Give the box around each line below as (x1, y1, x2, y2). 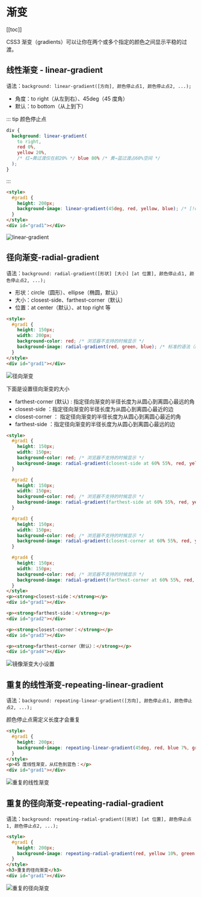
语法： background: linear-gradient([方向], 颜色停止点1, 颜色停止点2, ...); (6, 82, 192, 89)
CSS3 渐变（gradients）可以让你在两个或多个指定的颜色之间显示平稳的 (6, 38, 182, 45)
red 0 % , (17, 144, 36, 151)
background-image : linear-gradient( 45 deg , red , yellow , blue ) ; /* (17, 206, 187, 212)
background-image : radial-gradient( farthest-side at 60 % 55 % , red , (17, 499, 189, 506)
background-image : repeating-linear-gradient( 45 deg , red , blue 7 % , (17, 745, 189, 751)
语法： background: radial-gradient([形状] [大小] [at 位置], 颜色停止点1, (6, 269, 188, 277)
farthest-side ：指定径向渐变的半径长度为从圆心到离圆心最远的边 (14, 420, 176, 427)
